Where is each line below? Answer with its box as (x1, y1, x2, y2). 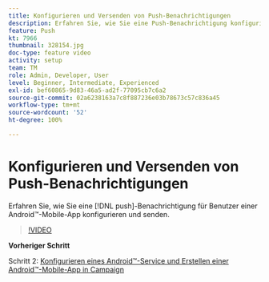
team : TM (8, 64, 38, 72)
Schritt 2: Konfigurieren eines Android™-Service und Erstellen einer (8, 256, 230, 265)
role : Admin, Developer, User (8, 71, 110, 79)
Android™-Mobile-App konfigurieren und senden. (8, 209, 170, 219)
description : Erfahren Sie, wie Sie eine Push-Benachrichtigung (8, 19, 227, 27)
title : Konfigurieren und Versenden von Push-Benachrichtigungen (8, 11, 231, 20)
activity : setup (8, 57, 62, 65)
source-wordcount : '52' (8, 109, 88, 117)
